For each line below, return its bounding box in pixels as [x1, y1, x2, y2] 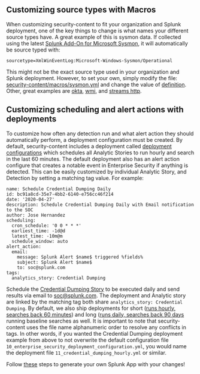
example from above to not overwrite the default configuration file [6, 336, 169, 343]
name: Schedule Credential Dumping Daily [6, 186, 111, 192]
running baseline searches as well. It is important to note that [6, 317, 157, 324]
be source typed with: [6, 46, 60, 53]
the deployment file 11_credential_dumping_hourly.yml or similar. [6, 349, 166, 356]
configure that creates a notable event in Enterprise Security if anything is [6, 162, 189, 169]
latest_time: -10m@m [11, 233, 63, 239]
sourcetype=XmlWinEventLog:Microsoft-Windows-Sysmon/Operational [6, 57, 172, 63]
